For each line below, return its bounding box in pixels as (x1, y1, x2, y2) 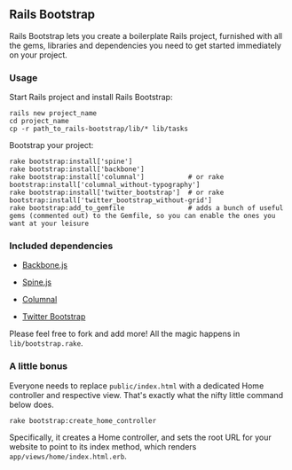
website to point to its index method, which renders (9, 441, 197, 451)
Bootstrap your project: (9, 140, 94, 151)
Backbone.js (21, 260, 68, 270)
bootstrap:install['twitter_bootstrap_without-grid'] (9, 196, 213, 205)
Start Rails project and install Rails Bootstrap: (9, 92, 173, 103)
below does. (9, 399, 55, 410)
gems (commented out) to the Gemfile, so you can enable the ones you (9, 212, 276, 221)
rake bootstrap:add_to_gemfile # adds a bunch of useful (9, 204, 284, 213)
